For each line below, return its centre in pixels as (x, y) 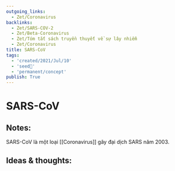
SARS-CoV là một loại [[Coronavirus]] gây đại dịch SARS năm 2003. (88, 142)
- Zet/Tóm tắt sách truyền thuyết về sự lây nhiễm (74, 39)
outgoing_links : (26, 11)
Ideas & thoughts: (39, 160)
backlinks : (19, 22)
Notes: (18, 128)
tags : (13, 55)
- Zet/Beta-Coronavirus (40, 33)
